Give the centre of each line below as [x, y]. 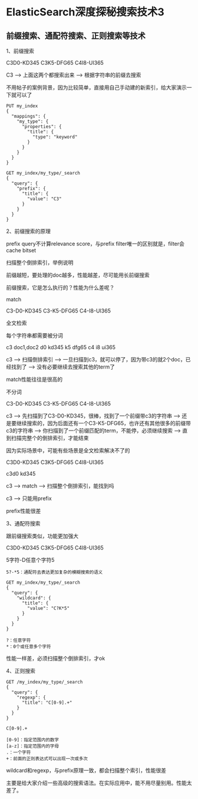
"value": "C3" [44, 199]
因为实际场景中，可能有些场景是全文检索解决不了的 [68, 451]
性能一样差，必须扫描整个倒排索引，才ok [56, 658]
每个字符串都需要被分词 [34, 336]
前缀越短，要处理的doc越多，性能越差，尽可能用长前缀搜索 [78, 275]
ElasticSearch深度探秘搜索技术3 [85, 12]
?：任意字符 [19, 640]
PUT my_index [22, 106]
